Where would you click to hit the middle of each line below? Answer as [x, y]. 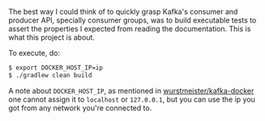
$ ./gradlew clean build [50, 75]
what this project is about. [52, 37]
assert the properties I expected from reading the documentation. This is [130, 29]
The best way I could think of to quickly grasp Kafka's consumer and [123, 12]
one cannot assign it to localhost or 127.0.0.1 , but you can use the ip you [132, 99]
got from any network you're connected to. [80, 107]
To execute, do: [34, 53]
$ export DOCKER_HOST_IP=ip [56, 68]
